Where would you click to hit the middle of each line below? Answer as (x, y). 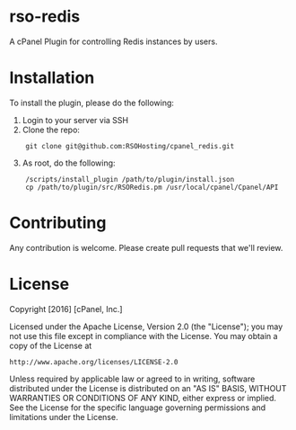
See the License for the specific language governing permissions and (138, 408)
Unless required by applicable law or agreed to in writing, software (132, 379)
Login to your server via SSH (75, 120)
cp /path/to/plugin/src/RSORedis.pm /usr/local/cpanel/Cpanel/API (152, 187)
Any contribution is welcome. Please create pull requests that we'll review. (146, 247)
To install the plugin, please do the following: (92, 103)
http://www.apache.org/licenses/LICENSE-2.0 (94, 362)
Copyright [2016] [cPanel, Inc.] (66, 309)
